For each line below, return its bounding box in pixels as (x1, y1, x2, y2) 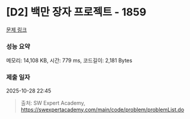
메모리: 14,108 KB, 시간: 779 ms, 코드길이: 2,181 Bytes (6, 57, 132, 64)
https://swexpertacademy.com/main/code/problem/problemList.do (20, 106, 185, 113)
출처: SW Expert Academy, (20, 99, 85, 107)
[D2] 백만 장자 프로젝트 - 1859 (6, 5, 147, 19)
